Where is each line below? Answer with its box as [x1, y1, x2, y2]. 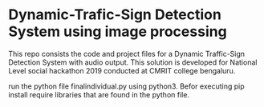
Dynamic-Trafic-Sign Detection [8, 6, 222, 24]
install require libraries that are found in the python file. [8, 89, 190, 99]
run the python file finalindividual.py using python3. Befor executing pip [8, 81, 245, 91]
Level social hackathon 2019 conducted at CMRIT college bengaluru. [8, 65, 236, 75]
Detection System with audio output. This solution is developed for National [8, 57, 258, 67]
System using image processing [8, 22, 227, 41]
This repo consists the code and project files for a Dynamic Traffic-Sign [8, 49, 246, 58]
